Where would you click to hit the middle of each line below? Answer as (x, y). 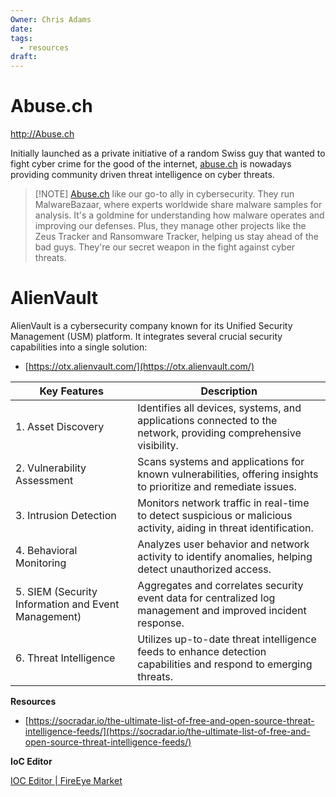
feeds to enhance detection (202, 651)
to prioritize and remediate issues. (217, 486)
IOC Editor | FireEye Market (66, 780)
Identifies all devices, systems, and (219, 408)
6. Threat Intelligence (65, 658)
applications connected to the (207, 420)
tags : (21, 38)
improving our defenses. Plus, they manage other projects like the (170, 226)
